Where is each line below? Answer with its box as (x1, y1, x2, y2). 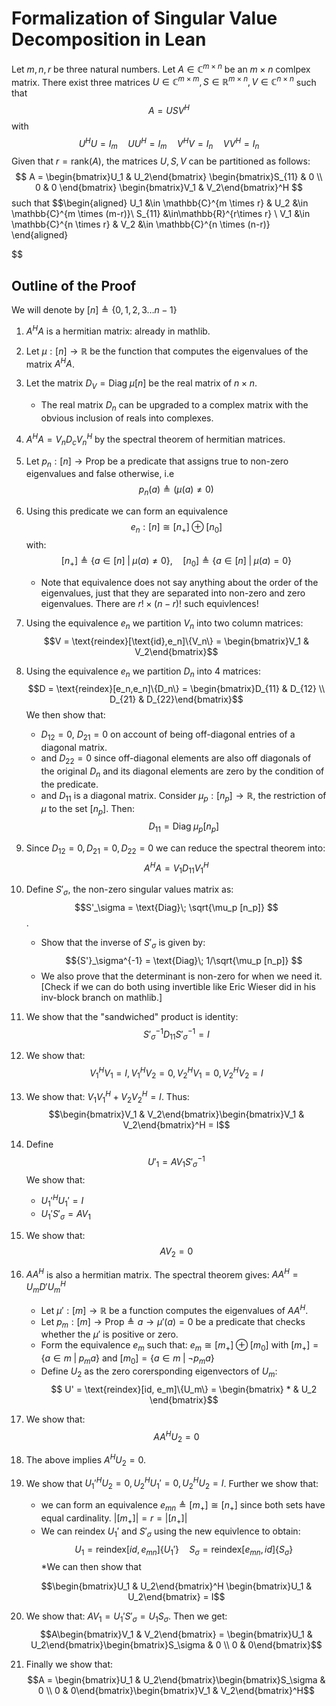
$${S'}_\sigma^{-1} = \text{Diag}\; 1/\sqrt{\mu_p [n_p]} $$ (65, 954, 303, 966)
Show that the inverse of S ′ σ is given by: (40, 937, 206, 951)
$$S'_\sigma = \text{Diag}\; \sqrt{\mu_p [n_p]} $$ (74, 902, 279, 914)
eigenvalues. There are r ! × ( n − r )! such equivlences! (40, 597, 259, 609)
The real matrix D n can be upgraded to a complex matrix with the (40, 399, 309, 414)
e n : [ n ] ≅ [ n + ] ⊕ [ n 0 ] (130, 521, 223, 535)
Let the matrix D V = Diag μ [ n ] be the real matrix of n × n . (25, 377, 258, 392)
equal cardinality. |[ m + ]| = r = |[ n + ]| (40, 1512, 188, 1526)
